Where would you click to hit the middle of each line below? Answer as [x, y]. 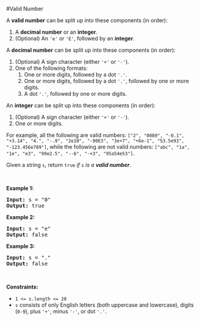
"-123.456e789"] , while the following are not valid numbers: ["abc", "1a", [98, 147]
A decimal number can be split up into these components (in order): [91, 50]
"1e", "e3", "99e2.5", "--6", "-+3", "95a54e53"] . [70, 153]
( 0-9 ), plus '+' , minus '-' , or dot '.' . [61, 311]
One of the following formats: [51, 68]
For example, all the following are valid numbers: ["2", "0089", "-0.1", [95, 135]
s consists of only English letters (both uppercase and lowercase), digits [104, 305]
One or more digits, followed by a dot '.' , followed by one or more [106, 81]
